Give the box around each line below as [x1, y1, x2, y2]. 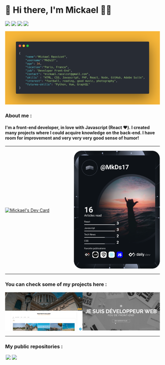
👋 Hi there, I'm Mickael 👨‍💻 [5, 4, 112, 16]
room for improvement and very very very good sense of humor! [5, 135, 139, 141]
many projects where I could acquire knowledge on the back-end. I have [5, 130, 155, 135]
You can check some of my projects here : [5, 281, 107, 288]
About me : [5, 112, 32, 119]
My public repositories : [5, 343, 63, 350]
